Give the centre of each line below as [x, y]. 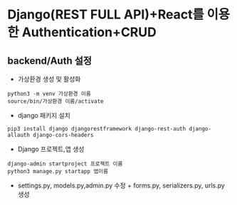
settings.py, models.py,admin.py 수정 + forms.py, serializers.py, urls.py [121, 185]
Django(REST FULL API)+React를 [106, 15]
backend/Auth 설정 [50, 61]
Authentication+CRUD [89, 32]
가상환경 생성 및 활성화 [49, 79]
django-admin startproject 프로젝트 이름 [65, 164]
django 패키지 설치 [44, 115]
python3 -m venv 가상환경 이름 [49, 94]
